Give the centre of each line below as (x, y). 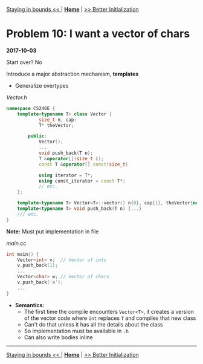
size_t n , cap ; (58, 120)
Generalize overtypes (42, 85)
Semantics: (30, 305)
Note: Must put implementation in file (53, 231)
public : (37, 136)
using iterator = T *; (66, 175)
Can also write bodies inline (58, 337)
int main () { (23, 254)
